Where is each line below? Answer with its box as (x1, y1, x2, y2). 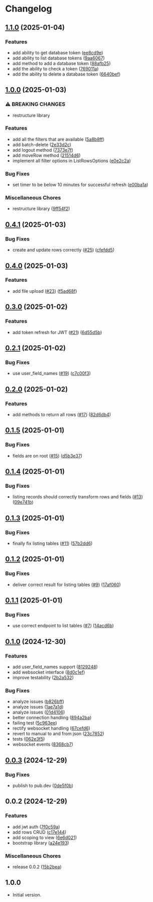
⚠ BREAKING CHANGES (5, 101, 66, 108)
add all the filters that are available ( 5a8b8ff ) (12, 136, 105, 142)
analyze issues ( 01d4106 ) (12, 709, 65, 716)
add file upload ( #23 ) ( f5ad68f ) (12, 288, 77, 294)
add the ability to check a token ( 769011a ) (12, 66, 99, 72)
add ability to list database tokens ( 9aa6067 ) (12, 55, 105, 61)
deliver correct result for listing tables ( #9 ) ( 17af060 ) (12, 582, 121, 588)
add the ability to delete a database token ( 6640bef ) (12, 71, 121, 77)
